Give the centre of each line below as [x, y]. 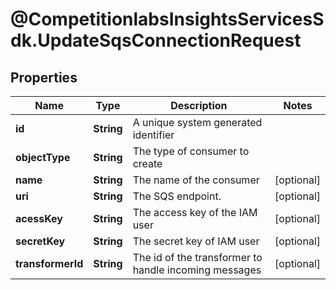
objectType [43, 157]
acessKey [39, 218]
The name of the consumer [196, 180]
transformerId [49, 263]
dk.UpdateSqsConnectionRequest [156, 40]
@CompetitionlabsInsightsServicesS [167, 19]
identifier [153, 135]
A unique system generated [197, 122]
